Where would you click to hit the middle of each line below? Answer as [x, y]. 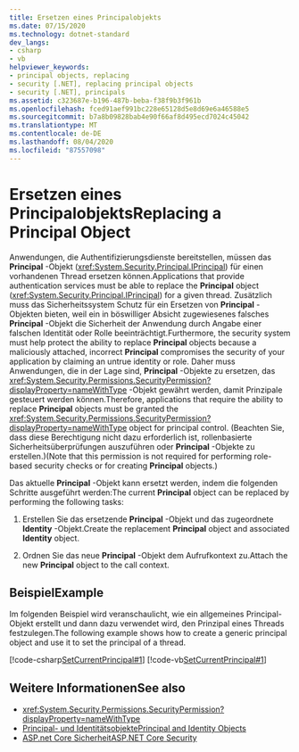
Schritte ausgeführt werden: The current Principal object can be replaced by [149, 492]
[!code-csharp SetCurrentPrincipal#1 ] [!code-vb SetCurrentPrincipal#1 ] [138, 660]
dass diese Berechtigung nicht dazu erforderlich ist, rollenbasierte [131, 437]
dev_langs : [29, 42]
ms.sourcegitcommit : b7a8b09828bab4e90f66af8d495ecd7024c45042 [129, 117]
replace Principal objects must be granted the [94, 409]
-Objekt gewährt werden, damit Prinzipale [206, 390]
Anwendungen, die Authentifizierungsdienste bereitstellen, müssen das [141, 257]
